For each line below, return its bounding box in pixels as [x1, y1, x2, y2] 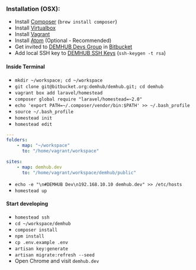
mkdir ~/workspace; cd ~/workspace [14, 77, 103, 83]
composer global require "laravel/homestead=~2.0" [14, 96, 143, 102]
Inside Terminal [6, 63, 46, 70]
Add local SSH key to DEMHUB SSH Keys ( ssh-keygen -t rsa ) [14, 50, 166, 57]
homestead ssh [14, 214, 50, 220]
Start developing [6, 200, 49, 207]
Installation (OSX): [6, 5, 60, 13]
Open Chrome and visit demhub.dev [14, 257, 99, 264]
